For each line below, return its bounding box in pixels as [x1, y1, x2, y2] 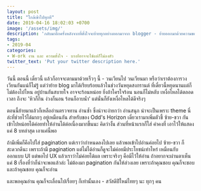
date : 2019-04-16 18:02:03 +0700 [7, 20, 90, 26]
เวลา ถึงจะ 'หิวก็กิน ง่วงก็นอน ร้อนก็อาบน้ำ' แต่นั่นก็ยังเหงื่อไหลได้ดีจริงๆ [7, 95, 146, 102]
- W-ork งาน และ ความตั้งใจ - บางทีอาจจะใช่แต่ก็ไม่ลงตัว [7, 53, 114, 59]
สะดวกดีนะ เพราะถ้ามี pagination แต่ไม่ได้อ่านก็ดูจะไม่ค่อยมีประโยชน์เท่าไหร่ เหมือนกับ [7, 145, 178, 152]
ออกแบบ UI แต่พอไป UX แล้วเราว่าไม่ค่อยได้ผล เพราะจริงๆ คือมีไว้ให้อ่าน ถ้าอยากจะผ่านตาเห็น [7, 152, 191, 159]
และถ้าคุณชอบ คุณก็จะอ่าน [7, 165, 58, 173]
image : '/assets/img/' [7, 25, 63, 32]
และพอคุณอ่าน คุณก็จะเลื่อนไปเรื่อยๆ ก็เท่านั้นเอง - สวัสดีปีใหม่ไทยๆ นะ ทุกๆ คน [7, 177, 162, 184]
